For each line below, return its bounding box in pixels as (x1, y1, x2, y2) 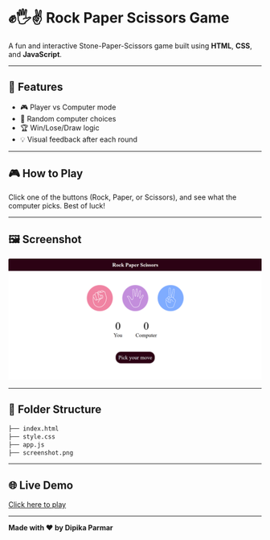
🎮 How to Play (8, 167, 84, 180)
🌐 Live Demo (8, 478, 74, 492)
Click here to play (8, 500, 67, 509)
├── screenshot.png (8, 449, 74, 457)
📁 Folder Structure (8, 402, 102, 416)
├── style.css (8, 433, 56, 441)
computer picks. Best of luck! (8, 200, 106, 210)
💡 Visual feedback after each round (19, 134, 138, 144)
